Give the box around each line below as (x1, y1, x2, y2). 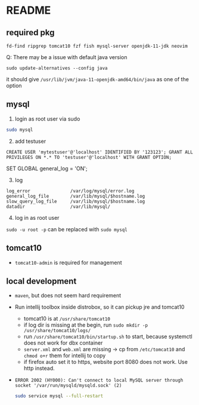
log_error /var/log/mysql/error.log (6, 188, 135, 194)
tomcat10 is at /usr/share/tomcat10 (23, 315, 110, 323)
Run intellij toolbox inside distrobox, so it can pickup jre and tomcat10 (14, 303, 185, 311)
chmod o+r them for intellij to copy (23, 352, 106, 359)
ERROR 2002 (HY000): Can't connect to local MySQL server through (14, 378, 184, 383)
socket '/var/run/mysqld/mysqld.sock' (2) (14, 383, 122, 389)
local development (6, 276, 77, 286)
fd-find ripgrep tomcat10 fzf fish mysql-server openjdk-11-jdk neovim (6, 43, 188, 49)
